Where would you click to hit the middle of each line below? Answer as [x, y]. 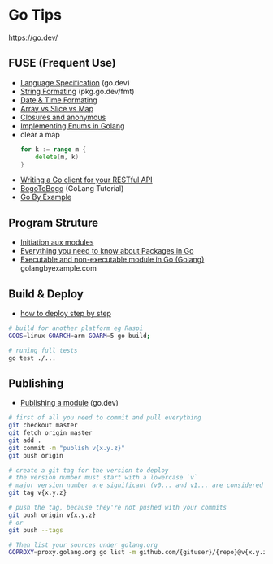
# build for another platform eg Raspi [76, 328]
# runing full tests [43, 350]
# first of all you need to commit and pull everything [105, 418]
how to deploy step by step [66, 313]
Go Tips [35, 15]
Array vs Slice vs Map [57, 108]
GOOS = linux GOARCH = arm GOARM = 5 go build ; [80, 336]
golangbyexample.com [58, 268]
